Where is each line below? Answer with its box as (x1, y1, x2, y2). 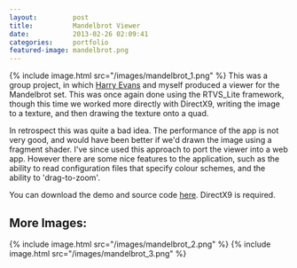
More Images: (9, 215, 87, 231)
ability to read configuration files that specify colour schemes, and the (9, 163, 266, 174)
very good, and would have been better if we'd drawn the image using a (9, 135, 272, 146)
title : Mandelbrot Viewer (9, 21, 141, 30)
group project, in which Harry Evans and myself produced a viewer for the (9, 80, 280, 91)
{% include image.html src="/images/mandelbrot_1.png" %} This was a (9, 70, 269, 81)
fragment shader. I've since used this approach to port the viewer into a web (9, 144, 288, 155)
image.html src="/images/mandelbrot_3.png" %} (9, 248, 187, 258)
